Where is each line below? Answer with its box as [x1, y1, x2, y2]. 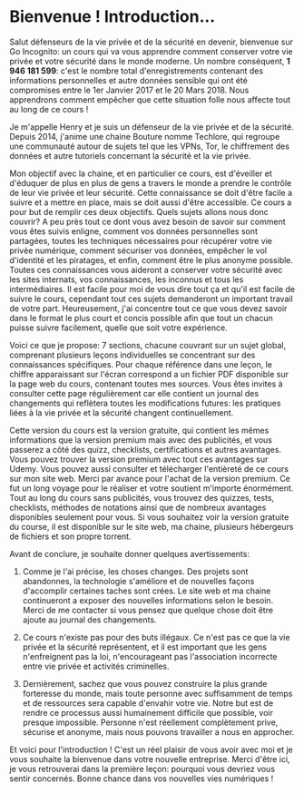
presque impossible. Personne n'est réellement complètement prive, [22, 717, 279, 728]
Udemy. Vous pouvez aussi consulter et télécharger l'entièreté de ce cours [9, 463, 289, 474]
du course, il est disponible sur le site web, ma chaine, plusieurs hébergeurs [9, 521, 294, 532]
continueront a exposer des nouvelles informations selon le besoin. [22, 594, 274, 605]
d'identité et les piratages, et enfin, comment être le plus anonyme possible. [9, 254, 293, 265]
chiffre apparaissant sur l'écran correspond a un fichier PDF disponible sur [9, 368, 289, 379]
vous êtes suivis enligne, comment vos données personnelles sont [9, 225, 259, 237]
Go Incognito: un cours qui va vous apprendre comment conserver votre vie [9, 45, 293, 56]
